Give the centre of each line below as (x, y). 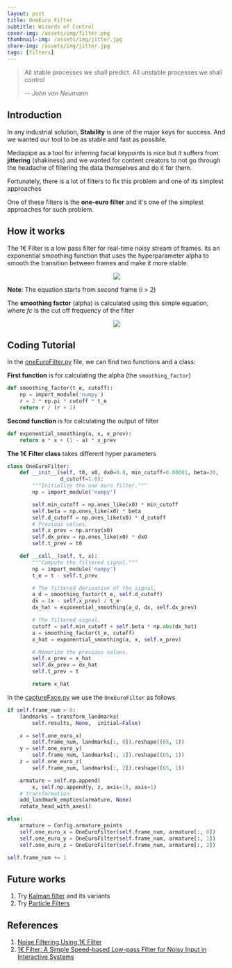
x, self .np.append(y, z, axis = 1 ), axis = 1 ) (94, 787)
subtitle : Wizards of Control (51, 26)
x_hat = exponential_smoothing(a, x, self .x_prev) (107, 639)
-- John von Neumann (56, 93)
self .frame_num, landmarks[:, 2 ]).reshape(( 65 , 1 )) (109, 768)
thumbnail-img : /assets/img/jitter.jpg (65, 40)
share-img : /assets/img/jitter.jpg (59, 46)
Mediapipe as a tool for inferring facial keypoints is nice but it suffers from (113, 153)
